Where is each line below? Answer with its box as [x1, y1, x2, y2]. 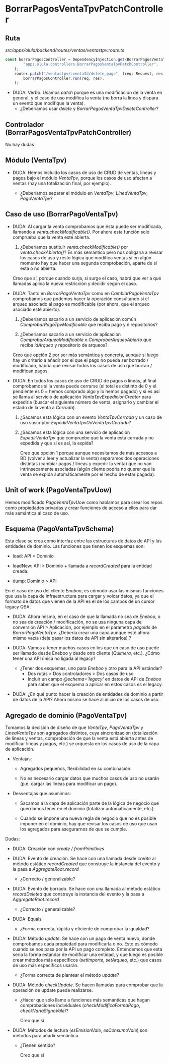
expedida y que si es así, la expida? [20, 440, 94, 446]
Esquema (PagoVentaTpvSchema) [5, 524, 114, 533]
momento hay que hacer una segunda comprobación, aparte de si [20, 260, 157, 266]
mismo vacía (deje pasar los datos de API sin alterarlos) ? [12, 635, 132, 641]
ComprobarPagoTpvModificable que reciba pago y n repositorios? [20, 321, 158, 327]
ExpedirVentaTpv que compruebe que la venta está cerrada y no [20, 434, 154, 440]
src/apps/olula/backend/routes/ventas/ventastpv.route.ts [5, 47, 125, 53]
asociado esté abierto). [12, 306, 60, 312]
